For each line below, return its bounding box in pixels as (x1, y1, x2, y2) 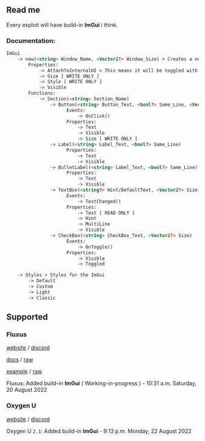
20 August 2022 (6, 386, 48, 394)
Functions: (28, 90, 56, 97)
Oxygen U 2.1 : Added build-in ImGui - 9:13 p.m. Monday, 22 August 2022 (6, 427, 192, 434)
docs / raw (6, 356, 34, 363)
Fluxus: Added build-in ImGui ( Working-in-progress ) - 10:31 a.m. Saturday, (6, 380, 197, 387)
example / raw (6, 367, 43, 375)
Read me (6, 5, 41, 15)
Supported (6, 312, 48, 322)
